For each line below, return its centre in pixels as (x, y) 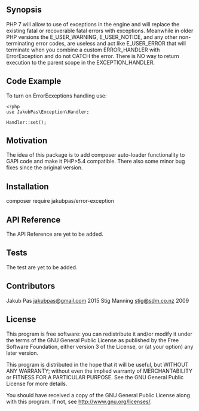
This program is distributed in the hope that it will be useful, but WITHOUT (97, 364)
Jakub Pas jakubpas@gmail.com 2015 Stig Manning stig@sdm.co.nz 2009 (98, 300)
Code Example (34, 81)
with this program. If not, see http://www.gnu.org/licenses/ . (79, 401)
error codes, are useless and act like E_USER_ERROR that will (111, 43)
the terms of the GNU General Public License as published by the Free (93, 340)
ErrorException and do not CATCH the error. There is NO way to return (93, 56)
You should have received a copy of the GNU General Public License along (98, 395)
